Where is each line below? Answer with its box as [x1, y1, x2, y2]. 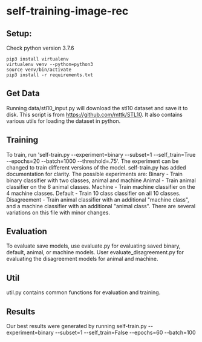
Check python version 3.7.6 [6, 44, 74, 51]
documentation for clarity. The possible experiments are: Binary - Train [6, 170, 183, 177]
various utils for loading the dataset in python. [6, 117, 121, 125]
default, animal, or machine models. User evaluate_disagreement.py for [6, 249, 184, 256]
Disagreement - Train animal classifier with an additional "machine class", [6, 196, 189, 203]
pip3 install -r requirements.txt [6, 72, 94, 78]
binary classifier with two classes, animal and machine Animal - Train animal [6, 177, 197, 184]
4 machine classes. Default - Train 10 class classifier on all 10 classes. [6, 189, 181, 197]
